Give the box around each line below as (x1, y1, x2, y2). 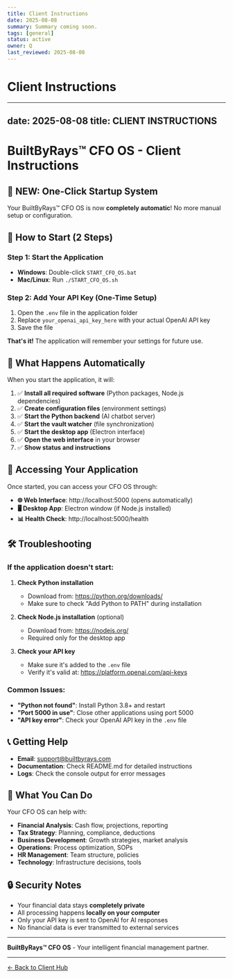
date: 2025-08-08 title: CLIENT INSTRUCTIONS (7, 115, 217, 127)
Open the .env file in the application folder (17, 309, 138, 317)
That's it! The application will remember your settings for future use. (7, 337, 203, 345)
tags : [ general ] (7, 29, 54, 37)
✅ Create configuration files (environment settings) (17, 404, 166, 412)
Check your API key (17, 647, 76, 655)
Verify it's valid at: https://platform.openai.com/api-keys (27, 668, 188, 676)
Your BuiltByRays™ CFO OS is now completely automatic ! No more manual (7, 204, 221, 212)
